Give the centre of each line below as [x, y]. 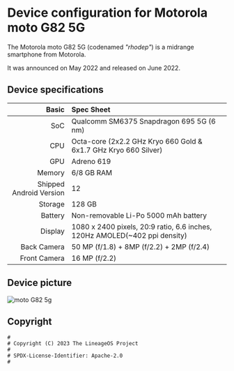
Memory [51, 172]
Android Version [38, 192]
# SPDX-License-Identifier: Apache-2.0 [65, 356]
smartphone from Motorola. [47, 54]
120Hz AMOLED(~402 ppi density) [130, 235]
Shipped [51, 184]
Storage [52, 204]
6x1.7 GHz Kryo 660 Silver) [117, 150]
